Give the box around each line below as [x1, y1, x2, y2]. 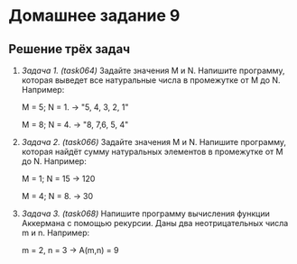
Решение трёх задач [8, 41, 131, 57]
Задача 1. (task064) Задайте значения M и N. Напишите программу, [21, 65, 285, 76]
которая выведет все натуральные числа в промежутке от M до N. [21, 75, 281, 86]
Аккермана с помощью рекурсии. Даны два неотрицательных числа [21, 218, 289, 228]
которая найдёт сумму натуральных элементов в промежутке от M [21, 146, 283, 157]
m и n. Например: [21, 227, 90, 238]
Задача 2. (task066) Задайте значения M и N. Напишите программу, [21, 137, 286, 147]
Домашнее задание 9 [8, 5, 181, 26]
